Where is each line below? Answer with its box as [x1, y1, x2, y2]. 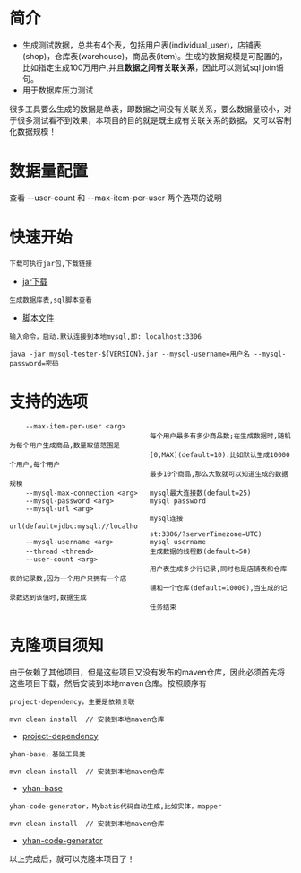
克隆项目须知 [9, 635, 105, 656]
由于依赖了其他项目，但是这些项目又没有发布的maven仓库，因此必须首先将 [9, 666, 285, 677]
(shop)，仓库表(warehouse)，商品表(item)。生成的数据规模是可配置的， [21, 50, 288, 61]
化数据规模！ [9, 126, 56, 137]
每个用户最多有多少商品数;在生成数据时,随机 [149, 431, 291, 440]
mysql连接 [149, 514, 184, 523]
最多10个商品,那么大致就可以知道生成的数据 [149, 469, 288, 479]
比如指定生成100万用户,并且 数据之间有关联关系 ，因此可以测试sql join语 [21, 62, 284, 73]
